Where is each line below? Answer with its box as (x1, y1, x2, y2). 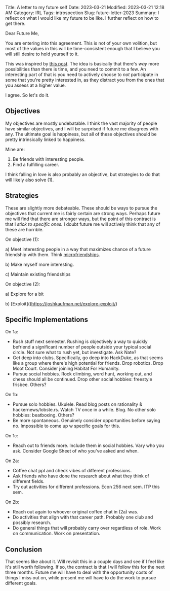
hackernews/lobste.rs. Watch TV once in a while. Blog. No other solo (12, 407, 156, 413)
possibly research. (12, 519, 52, 526)
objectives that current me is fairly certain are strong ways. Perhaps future (5, 210, 160, 216)
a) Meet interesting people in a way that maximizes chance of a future (5, 246, 151, 252)
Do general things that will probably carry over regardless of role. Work (12, 525, 161, 531)
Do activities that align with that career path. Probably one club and (12, 514, 153, 520)
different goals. (5, 580, 37, 586)
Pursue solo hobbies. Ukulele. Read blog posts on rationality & (12, 401, 143, 407)
